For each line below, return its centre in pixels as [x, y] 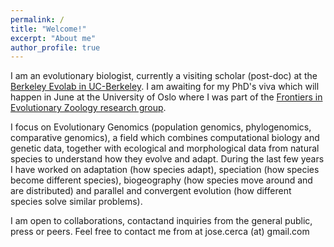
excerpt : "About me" [53, 38]
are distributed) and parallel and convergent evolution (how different [151, 191]
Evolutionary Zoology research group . [88, 108]
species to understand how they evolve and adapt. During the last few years [167, 159]
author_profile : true [55, 47]
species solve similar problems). [76, 202]
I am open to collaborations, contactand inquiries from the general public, [161, 221]
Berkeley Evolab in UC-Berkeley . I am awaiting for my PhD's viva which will [165, 87]
